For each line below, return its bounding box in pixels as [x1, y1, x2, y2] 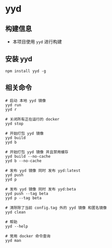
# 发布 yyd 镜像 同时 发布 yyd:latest [5, 168, 81, 173]
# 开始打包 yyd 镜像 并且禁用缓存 [5, 149, 69, 154]
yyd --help [5, 224, 28, 229]
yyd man [5, 238, 22, 243]
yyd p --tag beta [5, 195, 42, 201]
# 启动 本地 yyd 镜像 [5, 98, 46, 103]
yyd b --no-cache [5, 158, 42, 163]
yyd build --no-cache [5, 154, 51, 159]
